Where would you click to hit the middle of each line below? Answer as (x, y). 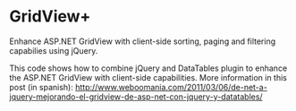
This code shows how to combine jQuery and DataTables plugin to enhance (148, 68)
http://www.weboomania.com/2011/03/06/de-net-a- (171, 87)
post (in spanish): (42, 87)
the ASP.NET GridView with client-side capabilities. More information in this (148, 77)
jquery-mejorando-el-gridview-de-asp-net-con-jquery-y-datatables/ (136, 97)
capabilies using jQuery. (54, 50)
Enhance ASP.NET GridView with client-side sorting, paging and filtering (142, 41)
